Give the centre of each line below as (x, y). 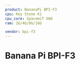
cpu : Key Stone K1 (23, 14)
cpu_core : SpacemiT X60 (29, 18)
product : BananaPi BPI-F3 (31, 9)
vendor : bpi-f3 (20, 32)
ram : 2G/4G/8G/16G (23, 23)
